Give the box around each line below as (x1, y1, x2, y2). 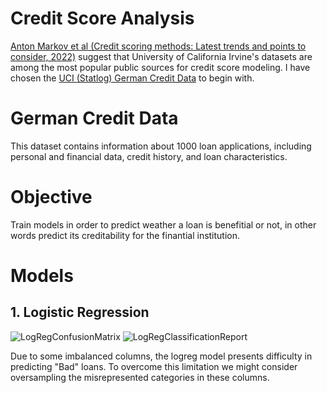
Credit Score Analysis (10, 7, 195, 30)
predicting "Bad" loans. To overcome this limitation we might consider (10, 360, 298, 372)
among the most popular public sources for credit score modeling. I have (10, 61, 311, 73)
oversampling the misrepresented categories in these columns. (10, 371, 270, 383)
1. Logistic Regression (10, 304, 150, 321)
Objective (10, 186, 93, 209)
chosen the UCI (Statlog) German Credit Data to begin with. (10, 72, 255, 84)
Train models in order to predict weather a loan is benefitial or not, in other (10, 218, 317, 231)
